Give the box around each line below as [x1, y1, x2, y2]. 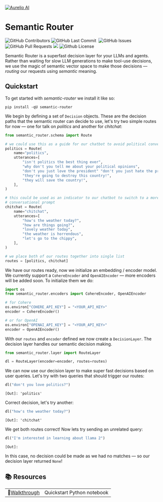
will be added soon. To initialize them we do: [5, 277, 94, 284]
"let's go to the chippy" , [22, 236, 77, 241]
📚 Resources [5, 473, 47, 481]
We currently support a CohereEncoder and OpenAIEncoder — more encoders [5, 272, 156, 278]
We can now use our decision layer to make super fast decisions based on [5, 368, 154, 374]
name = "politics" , [14, 151, 49, 155]
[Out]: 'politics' [5, 391, 42, 396]
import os [5, 287, 25, 292]
